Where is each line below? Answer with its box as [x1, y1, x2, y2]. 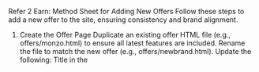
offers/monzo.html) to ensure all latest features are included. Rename [19, 38, 246, 48]
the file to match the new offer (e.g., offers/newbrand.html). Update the [19, 47, 252, 56]
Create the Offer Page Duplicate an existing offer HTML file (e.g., [19, 31, 231, 39]
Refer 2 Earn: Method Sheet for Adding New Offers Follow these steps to [8, 7, 245, 16]
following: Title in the [19, 55, 88, 64]
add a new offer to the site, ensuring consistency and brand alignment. [8, 15, 238, 24]
